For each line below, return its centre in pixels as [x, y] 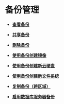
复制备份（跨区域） [31, 86]
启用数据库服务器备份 [33, 96]
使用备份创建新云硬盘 [33, 66]
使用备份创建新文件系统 [35, 76]
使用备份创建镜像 [29, 55]
